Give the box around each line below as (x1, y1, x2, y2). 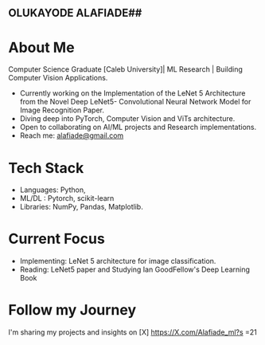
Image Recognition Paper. (19, 105, 105, 115)
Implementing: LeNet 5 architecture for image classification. (19, 257, 216, 266)
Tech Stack (8, 159, 84, 177)
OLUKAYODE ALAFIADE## (8, 6, 142, 20)
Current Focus (8, 230, 105, 248)
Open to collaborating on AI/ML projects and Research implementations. (19, 123, 257, 132)
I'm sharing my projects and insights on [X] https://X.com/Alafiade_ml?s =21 (8, 327, 257, 337)
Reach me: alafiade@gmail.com (19, 131, 124, 140)
